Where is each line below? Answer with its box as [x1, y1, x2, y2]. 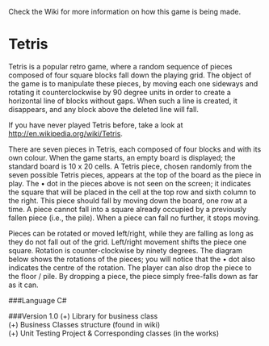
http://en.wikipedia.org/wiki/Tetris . [8, 128, 124, 138]
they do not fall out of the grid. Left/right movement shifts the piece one [8, 237, 247, 247]
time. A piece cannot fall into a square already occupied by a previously [8, 204, 246, 214]
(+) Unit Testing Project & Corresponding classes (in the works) [8, 328, 220, 338]
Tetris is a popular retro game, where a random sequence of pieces [8, 61, 233, 71]
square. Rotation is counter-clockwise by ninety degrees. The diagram [8, 245, 242, 255]
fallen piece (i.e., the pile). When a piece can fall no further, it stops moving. [8, 213, 261, 223]
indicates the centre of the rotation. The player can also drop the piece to [8, 262, 252, 273]
